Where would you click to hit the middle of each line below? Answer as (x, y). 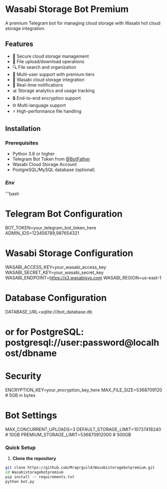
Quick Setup (20, 447)
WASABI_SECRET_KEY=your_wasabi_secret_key (54, 272)
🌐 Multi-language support (39, 105)
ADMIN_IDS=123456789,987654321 (42, 233)
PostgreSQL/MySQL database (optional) (54, 170)
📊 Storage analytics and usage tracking (53, 90)
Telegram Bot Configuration (64, 214)
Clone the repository (34, 458)
